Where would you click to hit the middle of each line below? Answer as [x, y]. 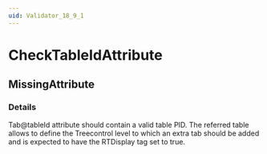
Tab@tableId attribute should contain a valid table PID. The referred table [129, 124]
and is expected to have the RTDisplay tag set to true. [97, 141]
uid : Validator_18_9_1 [46, 16]
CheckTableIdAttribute [85, 55]
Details [22, 107]
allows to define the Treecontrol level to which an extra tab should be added [134, 133]
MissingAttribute [51, 85]
